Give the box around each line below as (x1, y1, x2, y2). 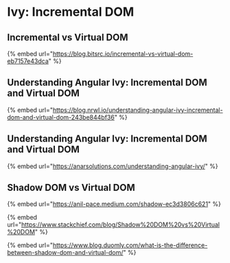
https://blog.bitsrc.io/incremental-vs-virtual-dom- (52, 49, 194, 58)
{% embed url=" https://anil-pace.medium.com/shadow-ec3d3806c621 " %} (7, 200, 222, 208)
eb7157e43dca (7, 57, 49, 65)
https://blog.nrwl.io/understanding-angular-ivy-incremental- (52, 106, 223, 114)
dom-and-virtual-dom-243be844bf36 (7, 113, 115, 121)
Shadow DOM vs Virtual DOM (7, 182, 135, 194)
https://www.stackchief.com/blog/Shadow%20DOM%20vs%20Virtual (21, 220, 220, 229)
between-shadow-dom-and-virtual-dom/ (7, 249, 124, 257)
